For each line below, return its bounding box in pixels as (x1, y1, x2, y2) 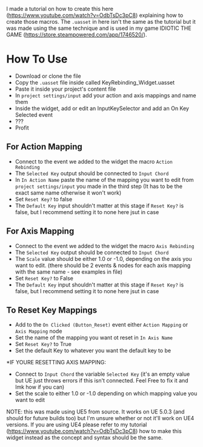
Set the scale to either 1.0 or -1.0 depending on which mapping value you (15, 390, 198, 397)
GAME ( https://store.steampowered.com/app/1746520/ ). (6, 31, 147, 38)
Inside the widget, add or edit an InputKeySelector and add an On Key (15, 105, 190, 112)
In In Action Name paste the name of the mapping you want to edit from (15, 176, 194, 183)
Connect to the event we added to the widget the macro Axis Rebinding (15, 242, 195, 249)
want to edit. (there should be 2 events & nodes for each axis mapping (15, 262, 191, 269)
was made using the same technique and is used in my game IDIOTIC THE (6, 24, 192, 32)
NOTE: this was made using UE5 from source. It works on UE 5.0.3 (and (6, 408, 185, 415)
